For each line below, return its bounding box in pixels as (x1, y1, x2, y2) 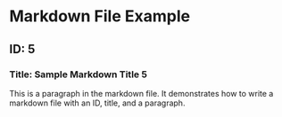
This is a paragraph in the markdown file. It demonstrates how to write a (9, 88, 274, 98)
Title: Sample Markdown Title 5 (9, 68, 147, 81)
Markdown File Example (9, 6, 190, 27)
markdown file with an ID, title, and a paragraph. (9, 97, 186, 108)
